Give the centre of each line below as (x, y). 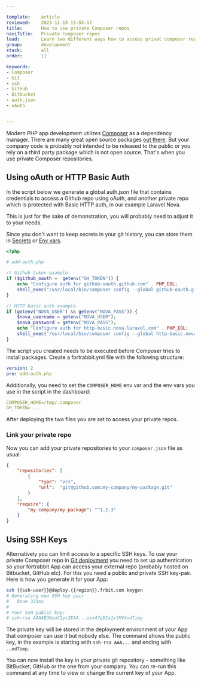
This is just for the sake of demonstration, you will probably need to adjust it (100, 216)
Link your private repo (39, 435)
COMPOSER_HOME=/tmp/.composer (44, 402)
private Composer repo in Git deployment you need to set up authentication (99, 561)
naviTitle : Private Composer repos (53, 34)
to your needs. (24, 223)
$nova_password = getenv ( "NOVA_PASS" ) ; (67, 323)
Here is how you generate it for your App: (57, 579)
